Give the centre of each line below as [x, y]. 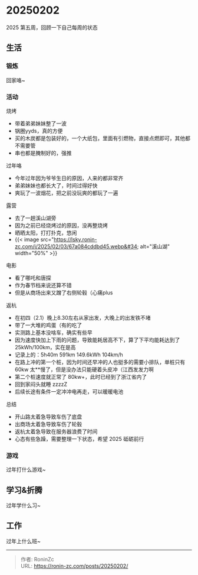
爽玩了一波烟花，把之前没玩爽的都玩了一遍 [66, 193]
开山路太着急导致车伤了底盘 [48, 417]
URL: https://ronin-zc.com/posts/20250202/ [74, 566]
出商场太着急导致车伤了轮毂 [48, 424]
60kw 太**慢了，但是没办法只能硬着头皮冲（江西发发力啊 [84, 369]
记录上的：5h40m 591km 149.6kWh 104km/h [69, 355]
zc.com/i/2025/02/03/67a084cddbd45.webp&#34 [76, 246]
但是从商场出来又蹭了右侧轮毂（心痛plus [64, 293]
